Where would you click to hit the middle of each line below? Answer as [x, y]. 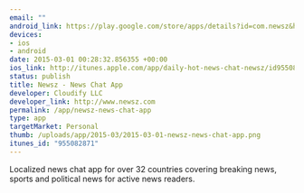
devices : [26, 34]
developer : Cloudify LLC [56, 93]
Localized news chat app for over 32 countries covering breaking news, [143, 169]
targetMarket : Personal [54, 127]
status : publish [40, 77]
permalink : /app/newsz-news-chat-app [81, 110]
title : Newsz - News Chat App [66, 85]
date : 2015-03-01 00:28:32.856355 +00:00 [89, 60]
